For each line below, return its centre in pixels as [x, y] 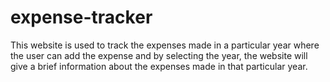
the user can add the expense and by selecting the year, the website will [159, 55]
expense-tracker [81, 17]
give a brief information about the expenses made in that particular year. [159, 66]
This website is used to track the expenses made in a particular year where [165, 45]
